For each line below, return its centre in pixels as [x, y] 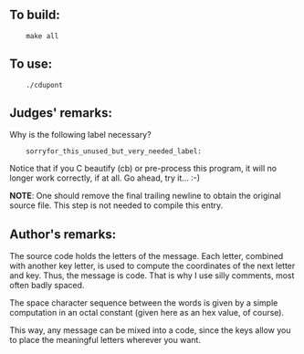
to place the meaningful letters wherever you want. [105, 340]
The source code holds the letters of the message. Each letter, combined [147, 256]
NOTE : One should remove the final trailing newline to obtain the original [145, 196]
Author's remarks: [63, 234]
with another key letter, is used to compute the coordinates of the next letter [152, 266]
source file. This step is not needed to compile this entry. [116, 205]
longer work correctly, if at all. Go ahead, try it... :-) [105, 178]
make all [42, 36]
